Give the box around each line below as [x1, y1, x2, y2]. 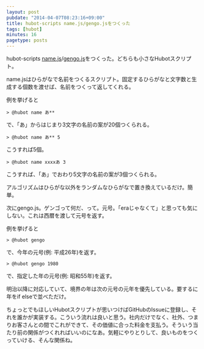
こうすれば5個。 [6, 146, 48, 153]
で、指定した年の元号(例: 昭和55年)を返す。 [6, 273, 115, 279]
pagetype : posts [6, 37, 48, 43]
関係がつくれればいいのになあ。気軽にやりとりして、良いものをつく [27, 329, 199, 336]
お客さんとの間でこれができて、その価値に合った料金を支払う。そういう [11, 321, 194, 328]
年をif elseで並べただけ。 [6, 293, 70, 300]
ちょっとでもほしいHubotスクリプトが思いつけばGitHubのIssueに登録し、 [6, 306, 192, 313]
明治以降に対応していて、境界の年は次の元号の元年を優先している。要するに [6, 285, 199, 292]
